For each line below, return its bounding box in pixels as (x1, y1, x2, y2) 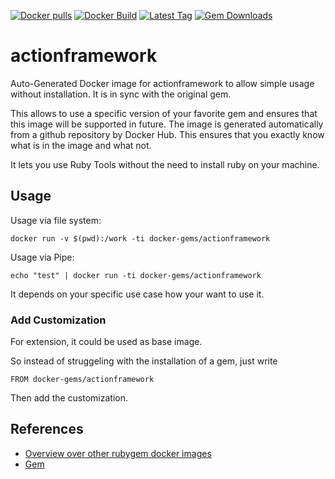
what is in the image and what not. (10, 139, 152, 151)
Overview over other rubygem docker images (24, 447, 212, 459)
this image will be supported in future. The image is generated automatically (10, 118, 324, 130)
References (10, 421, 84, 438)
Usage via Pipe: (10, 251, 75, 263)
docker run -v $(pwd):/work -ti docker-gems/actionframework (10, 233, 271, 244)
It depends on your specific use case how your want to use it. (10, 288, 265, 300)
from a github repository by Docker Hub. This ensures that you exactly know (10, 128, 325, 140)
